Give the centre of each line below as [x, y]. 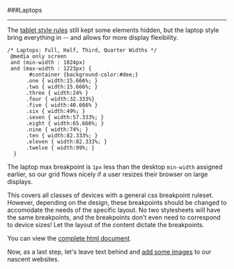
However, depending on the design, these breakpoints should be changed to [117, 202]
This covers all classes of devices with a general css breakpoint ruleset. [110, 195]
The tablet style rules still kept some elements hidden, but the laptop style [113, 30]
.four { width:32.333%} [60, 99]
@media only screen [39, 56]
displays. [20, 182]
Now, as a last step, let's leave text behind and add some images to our [109, 252]
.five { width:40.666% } [62, 105]
